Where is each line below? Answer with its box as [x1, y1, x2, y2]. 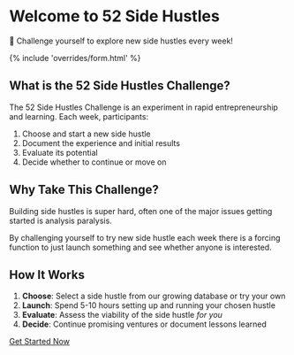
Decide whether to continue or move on [21, 157, 167, 167]
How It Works [9, 267, 86, 282]
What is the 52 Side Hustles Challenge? [9, 78, 231, 94]
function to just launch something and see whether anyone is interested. [9, 242, 272, 252]
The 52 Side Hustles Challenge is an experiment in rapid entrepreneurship [9, 102, 278, 112]
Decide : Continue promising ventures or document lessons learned [21, 319, 268, 329]
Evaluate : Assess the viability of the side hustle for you [21, 310, 223, 320]
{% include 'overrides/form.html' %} [9, 52, 141, 63]
